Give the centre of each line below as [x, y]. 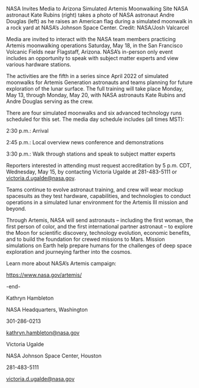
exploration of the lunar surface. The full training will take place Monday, [95, 89]
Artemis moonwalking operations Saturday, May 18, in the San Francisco [94, 45]
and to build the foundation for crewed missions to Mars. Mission [86, 239]
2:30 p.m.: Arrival [27, 131]
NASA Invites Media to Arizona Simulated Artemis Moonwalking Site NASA [97, 9]
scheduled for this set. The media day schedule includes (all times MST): [95, 119]
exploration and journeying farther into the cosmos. [69, 252]
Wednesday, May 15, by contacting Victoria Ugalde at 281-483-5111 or [91, 172]
